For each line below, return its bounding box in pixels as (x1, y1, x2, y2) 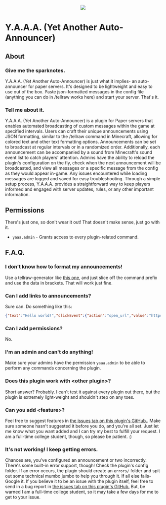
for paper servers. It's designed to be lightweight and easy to (28, 83, 153, 89)
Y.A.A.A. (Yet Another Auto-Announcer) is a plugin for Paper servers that (5, 118, 153, 124)
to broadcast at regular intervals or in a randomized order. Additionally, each (5, 144, 161, 150)
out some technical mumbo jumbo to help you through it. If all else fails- (5, 473, 152, 479)
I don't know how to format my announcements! (5, 263, 123, 270)
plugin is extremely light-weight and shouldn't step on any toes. (5, 394, 135, 400)
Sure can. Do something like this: (5, 303, 73, 309)
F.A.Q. (5, 248, 25, 257)
